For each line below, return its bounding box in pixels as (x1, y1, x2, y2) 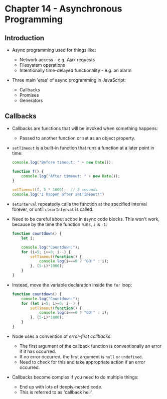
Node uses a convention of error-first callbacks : (12, 333, 112, 339)
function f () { (12, 169, 44, 174)
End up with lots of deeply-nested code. (19, 383, 103, 389)
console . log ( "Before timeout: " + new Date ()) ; (12, 160, 114, 165)
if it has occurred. (19, 348, 56, 354)
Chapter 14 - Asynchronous (5, 3, 122, 15)
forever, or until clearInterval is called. (12, 206, 94, 212)
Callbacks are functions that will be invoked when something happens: (12, 125, 158, 131)
